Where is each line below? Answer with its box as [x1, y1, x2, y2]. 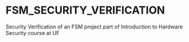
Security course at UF [5, 29, 60, 36]
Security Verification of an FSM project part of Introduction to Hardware [5, 23, 184, 30]
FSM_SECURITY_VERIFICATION [5, 4, 166, 17]
